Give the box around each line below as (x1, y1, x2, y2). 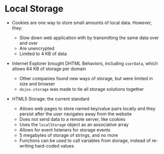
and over (19, 40, 38, 46)
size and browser (19, 81, 55, 87)
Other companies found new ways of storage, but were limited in (19, 75, 153, 81)
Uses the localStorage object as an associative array (19, 121, 129, 127)
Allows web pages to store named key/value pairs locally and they (19, 105, 155, 111)
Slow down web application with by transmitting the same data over (19, 35, 159, 41)
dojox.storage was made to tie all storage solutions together (19, 86, 144, 92)
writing (19, 142, 34, 148)
